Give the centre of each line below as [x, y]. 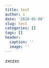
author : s [15, 14]
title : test [17, 10]
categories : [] [21, 28]
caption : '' [22, 42]
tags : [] [14, 33]
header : [13, 38]
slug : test [16, 24]
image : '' [19, 47]
